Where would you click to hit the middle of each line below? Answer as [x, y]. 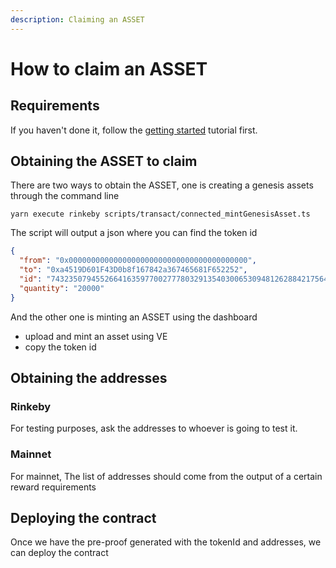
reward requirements [53, 487]
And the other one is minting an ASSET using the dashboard [134, 317]
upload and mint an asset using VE [96, 336]
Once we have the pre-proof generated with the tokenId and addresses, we [166, 542]
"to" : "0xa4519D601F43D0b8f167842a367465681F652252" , [133, 270]
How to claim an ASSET [109, 68]
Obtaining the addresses [89, 378]
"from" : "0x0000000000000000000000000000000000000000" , [138, 261]
